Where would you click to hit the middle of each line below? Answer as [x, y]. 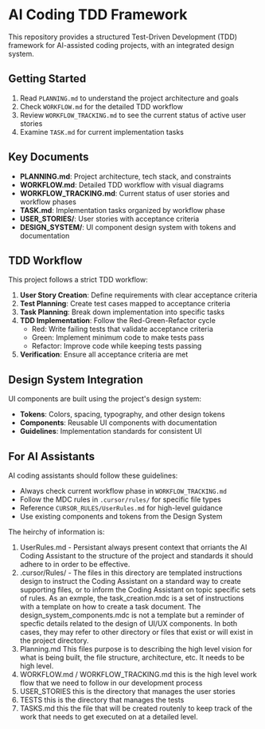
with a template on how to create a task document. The [110, 607]
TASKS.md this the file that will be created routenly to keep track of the [136, 708]
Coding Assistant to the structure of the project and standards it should [136, 556]
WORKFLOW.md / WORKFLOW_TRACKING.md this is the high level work [138, 674]
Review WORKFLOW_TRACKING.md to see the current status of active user [133, 115]
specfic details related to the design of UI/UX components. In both [128, 623]
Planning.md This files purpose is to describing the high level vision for [136, 649]
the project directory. [54, 640]
